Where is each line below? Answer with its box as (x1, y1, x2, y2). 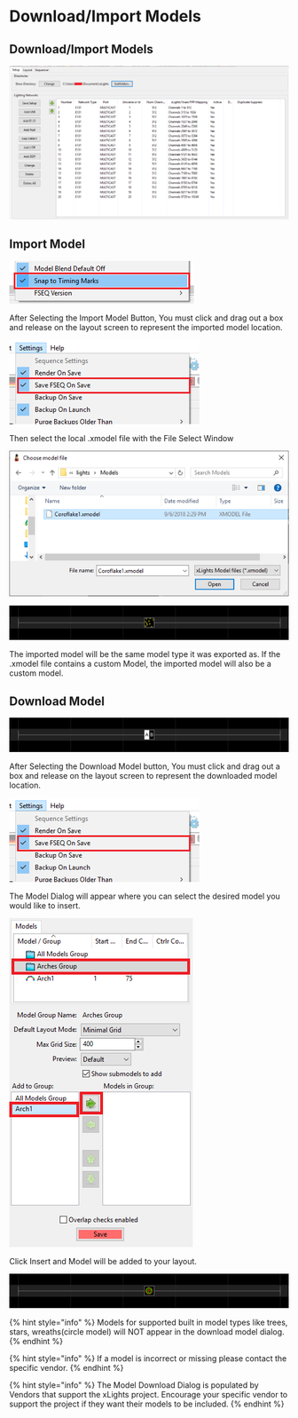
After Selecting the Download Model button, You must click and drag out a (9, 761, 281, 772)
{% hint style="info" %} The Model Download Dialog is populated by (9, 1380, 259, 1390)
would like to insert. (9, 900, 82, 911)
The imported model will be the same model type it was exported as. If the (9, 649, 281, 660)
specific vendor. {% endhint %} (9, 1363, 124, 1374)
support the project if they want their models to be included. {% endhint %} (9, 1398, 286, 1409)
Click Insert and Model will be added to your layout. (9, 1256, 198, 1267)
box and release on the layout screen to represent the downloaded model (9, 771, 278, 781)
